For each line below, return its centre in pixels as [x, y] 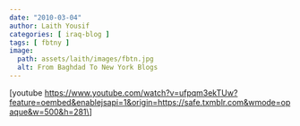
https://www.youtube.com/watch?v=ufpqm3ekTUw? [141, 92]
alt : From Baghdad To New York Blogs [88, 68]
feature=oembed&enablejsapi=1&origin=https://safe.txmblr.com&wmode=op [150, 102]
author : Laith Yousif [50, 26]
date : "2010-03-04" [46, 17]
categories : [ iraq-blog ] [60, 34]
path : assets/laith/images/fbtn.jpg [86, 59]
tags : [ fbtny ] [39, 42]
